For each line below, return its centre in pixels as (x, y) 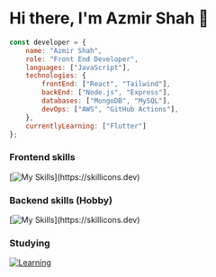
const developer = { (48, 42)
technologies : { (56, 76)
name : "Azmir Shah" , (64, 50)
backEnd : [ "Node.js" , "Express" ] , (106, 93)
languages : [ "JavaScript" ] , (78, 67)
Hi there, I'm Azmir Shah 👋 (109, 18)
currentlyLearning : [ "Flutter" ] (86, 126)
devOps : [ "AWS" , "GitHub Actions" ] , (110, 109)
